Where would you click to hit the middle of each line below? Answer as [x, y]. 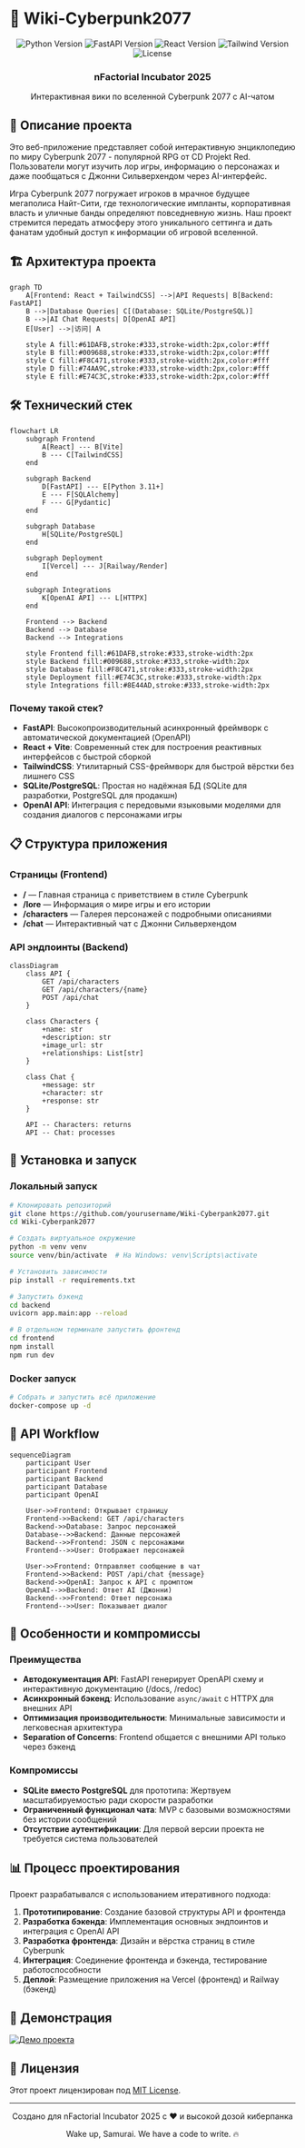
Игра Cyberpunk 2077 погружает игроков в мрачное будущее [130, 193]
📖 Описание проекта [71, 125]
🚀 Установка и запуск [73, 1160]
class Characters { [63, 1021]
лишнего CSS [49, 776]
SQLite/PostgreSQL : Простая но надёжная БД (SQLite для [135, 786]
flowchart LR [34, 431]
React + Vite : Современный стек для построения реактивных [142, 747]
